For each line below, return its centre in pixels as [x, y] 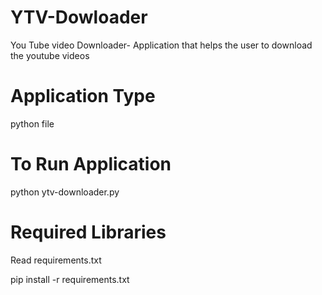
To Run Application [91, 164]
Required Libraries [88, 232]
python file [32, 123]
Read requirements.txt [56, 260]
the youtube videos [50, 55]
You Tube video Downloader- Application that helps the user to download [161, 45]
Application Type [83, 96]
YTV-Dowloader [79, 17]
